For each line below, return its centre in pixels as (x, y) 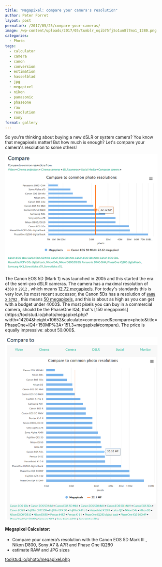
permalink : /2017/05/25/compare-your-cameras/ (53, 26)
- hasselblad (22, 77)
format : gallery (21, 123)
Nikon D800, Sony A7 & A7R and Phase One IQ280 (62, 545)
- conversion (22, 66)
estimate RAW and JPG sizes (41, 550)
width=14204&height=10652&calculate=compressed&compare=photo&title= (81, 320)
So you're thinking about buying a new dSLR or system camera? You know (79, 137)
